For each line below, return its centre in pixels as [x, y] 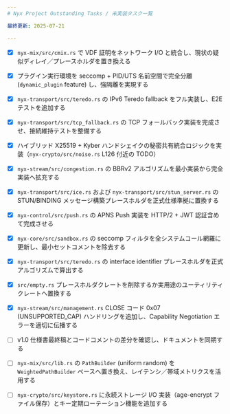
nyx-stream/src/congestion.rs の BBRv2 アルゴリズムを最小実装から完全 [120, 168]
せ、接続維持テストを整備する [59, 131]
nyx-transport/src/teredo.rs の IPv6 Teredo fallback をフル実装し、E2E [120, 99]
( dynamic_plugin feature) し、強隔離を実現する [83, 84]
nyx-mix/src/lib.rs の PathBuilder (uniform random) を [96, 363]
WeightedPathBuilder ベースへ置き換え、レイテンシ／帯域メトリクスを [116, 371]
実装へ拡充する [38, 177]
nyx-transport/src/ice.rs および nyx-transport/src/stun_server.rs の [118, 192]
